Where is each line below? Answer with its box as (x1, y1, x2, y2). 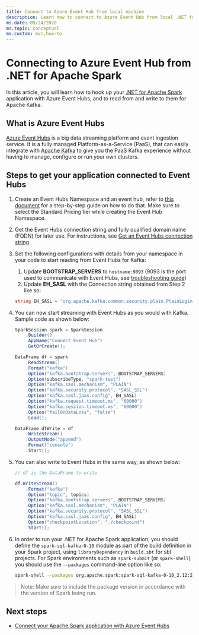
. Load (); (25, 415, 47, 421)
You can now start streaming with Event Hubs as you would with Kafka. (14, 309, 189, 316)
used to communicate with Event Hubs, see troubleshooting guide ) (23, 274, 187, 281)
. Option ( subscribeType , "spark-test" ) (25, 376, 121, 382)
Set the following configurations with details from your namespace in (14, 250, 183, 257)
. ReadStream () (25, 359, 60, 365)
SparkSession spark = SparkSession (14, 327, 103, 333)
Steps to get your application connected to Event (6, 170, 191, 181)
